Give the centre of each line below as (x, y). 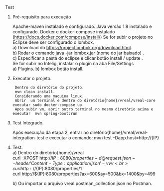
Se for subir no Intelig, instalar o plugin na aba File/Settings (73, 63)
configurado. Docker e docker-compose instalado (64, 32)
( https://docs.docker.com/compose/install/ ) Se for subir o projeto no (82, 37)
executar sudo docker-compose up (47, 105)
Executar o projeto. (32, 78)
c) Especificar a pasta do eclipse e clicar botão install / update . (78, 58)
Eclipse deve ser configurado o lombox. (53, 42)
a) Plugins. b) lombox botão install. (48, 69)
